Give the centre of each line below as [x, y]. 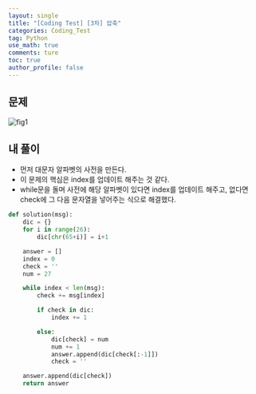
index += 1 [69, 317]
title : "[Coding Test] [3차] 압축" [65, 23]
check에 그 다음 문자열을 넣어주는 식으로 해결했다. [98, 200]
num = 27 [37, 274]
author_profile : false [46, 68]
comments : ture [33, 53]
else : [46, 332]
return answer [46, 384]
